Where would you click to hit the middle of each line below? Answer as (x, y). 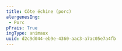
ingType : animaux (27, 33)
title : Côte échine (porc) (39, 11)
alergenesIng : (23, 17)
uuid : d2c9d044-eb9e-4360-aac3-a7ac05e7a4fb (61, 39)
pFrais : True (22, 28)
